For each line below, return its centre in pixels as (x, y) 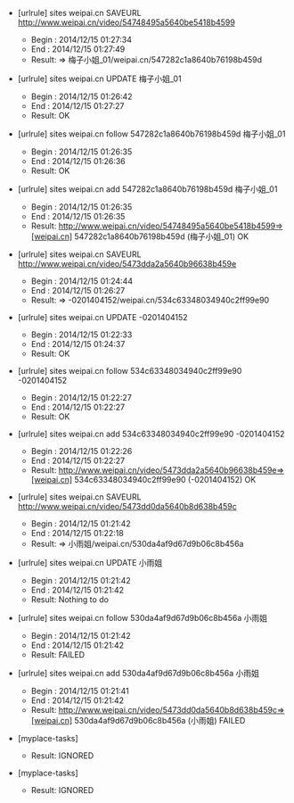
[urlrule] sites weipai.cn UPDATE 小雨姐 (90, 563)
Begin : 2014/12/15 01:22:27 (81, 397)
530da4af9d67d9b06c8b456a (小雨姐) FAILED (160, 720)
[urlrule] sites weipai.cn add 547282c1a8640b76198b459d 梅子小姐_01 (147, 189)
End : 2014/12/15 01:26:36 (78, 161)
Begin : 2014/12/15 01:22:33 (82, 335)
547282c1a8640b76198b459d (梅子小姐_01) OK (162, 236)
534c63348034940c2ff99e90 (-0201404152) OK (165, 480)
